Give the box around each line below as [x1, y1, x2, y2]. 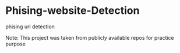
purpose [5, 40, 26, 47]
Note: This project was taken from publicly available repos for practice [5, 34, 174, 41]
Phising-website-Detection [5, 4, 140, 17]
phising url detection [5, 23, 55, 30]
